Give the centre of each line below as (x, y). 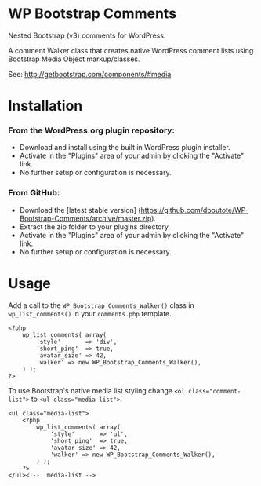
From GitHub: (34, 193)
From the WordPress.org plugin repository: (91, 130)
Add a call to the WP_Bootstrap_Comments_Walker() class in (101, 305)
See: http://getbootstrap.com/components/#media (90, 74)
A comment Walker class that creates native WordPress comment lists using (131, 50)
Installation (45, 106)
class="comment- (214, 391)
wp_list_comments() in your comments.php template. (90, 313)
